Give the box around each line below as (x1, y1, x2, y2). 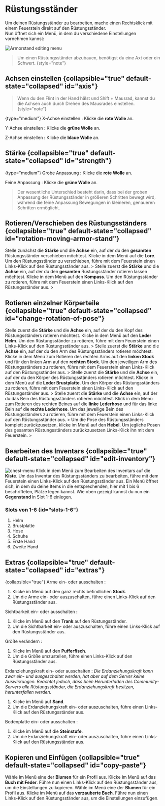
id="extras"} (65, 566, 105, 574)
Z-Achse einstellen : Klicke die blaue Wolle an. (5, 135, 99, 141)
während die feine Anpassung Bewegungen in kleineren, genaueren (17, 199, 155, 205)
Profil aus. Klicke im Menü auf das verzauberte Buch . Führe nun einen (5, 790, 148, 796)
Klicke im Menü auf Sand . (12, 699, 65, 705)
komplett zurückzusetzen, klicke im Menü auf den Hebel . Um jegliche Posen (5, 422, 160, 428)
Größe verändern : (5, 638, 43, 644)
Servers (5, 684, 21, 690)
